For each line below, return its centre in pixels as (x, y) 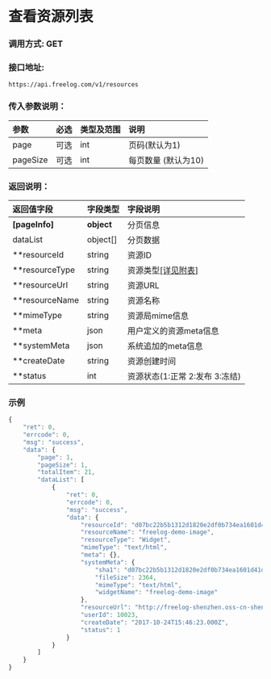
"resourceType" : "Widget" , (126, 540)
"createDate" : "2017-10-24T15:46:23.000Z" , (154, 622)
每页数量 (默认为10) (166, 160)
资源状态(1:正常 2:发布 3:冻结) (184, 376)
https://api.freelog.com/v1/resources (73, 85)
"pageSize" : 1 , (63, 465)
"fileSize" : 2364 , (126, 577)
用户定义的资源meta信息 (173, 331)
